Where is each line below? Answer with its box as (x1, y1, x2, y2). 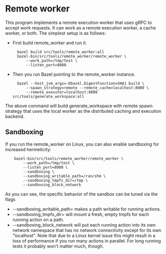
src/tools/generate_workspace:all (12, 94, 84, 99)
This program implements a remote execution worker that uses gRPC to (5, 19, 152, 25)
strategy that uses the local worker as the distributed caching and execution (5, 108, 162, 114)
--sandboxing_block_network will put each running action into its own (12, 222, 156, 228)
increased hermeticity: (5, 146, 51, 152)
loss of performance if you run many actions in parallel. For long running (12, 238, 161, 244)
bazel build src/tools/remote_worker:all (17, 49, 105, 54)
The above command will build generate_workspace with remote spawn (5, 103, 153, 109)
